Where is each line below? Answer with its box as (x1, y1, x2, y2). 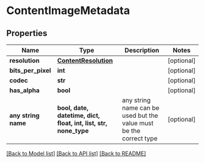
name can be (121, 104, 160, 112)
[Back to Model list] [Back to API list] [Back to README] (6, 150, 146, 157)
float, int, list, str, (57, 119, 108, 127)
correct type (121, 134, 157, 142)
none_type (57, 126, 89, 135)
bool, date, (57, 104, 88, 112)
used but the (121, 111, 159, 120)
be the (121, 126, 140, 135)
